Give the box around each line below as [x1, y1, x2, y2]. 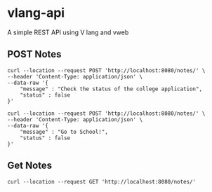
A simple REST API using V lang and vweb [7, 28, 129, 36]
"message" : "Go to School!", [20, 128, 109, 135]
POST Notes [7, 48, 62, 60]
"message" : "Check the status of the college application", [20, 85, 202, 92]
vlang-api [7, 5, 65, 21]
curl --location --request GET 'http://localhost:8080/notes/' [7, 178, 197, 185]
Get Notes [7, 160, 53, 172]
